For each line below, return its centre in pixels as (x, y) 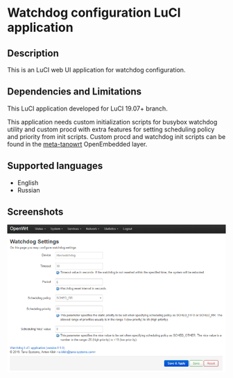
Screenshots (35, 212)
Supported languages (55, 166)
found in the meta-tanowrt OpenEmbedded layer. (77, 144)
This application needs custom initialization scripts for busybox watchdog (112, 122)
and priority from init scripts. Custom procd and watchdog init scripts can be (116, 136)
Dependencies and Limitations (75, 92)
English (28, 183)
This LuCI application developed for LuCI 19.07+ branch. (87, 108)
